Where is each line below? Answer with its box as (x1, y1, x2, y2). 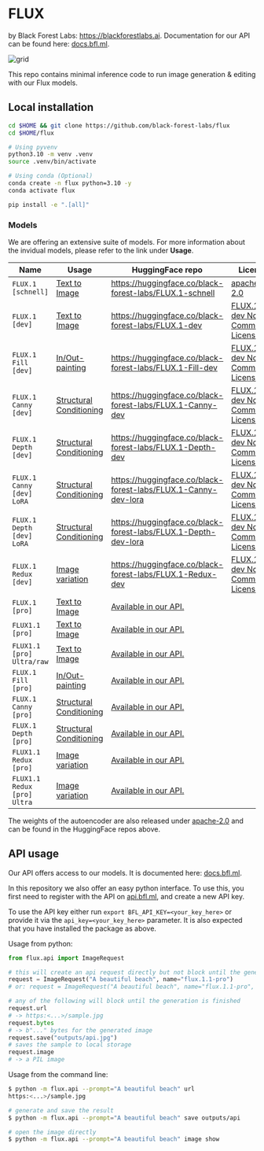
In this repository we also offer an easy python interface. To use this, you (8, 883, 244, 893)
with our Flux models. (8, 78, 79, 87)
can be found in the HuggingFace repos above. (8, 824, 161, 834)
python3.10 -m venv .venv (8, 150, 93, 158)
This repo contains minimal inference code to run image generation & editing (8, 69, 256, 79)
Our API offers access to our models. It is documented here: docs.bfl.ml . (8, 868, 242, 877)
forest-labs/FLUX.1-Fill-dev (111, 362, 218, 373)
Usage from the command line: (8, 1070, 108, 1079)
